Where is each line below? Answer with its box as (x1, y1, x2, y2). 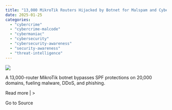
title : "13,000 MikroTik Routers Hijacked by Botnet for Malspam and (5, 7, 157, 13)
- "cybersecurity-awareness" (10, 41, 72, 46)
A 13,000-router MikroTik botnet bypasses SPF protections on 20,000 (5, 74, 152, 80)
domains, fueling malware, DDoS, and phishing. (5, 80, 105, 86)
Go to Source (5, 100, 33, 106)
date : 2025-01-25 (5, 12, 42, 17)
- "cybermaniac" (10, 31, 45, 36)
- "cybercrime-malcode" (10, 27, 60, 32)
